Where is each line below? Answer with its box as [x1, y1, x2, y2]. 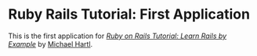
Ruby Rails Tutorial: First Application [8, 5, 251, 23]
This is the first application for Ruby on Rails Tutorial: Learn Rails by [8, 31, 227, 40]
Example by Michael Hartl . [8, 39, 93, 48]
